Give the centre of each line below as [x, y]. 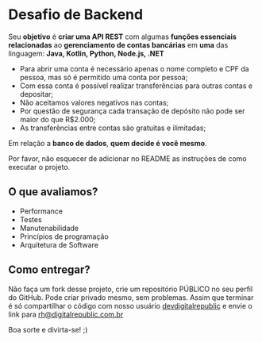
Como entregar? [50, 270]
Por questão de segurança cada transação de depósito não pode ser [132, 111]
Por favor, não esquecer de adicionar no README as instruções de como [128, 158]
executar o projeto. [39, 167]
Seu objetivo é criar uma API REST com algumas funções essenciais [122, 37]
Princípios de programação [64, 236]
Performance [41, 211]
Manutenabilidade [49, 228]
